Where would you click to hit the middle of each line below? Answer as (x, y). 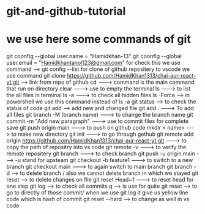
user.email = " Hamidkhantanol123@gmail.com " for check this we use (93, 63)
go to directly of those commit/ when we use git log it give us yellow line (97, 193)
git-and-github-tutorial (66, 11)
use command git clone (36, 76)
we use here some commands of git (99, 39)
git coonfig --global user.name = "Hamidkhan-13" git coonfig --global (94, 56)
